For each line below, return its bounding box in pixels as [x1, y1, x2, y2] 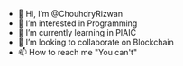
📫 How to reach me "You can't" [17, 47, 138, 57]
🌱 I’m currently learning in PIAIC [17, 28, 137, 37]
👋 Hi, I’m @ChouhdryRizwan [17, 9, 124, 19]
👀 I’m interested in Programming [17, 18, 138, 29]
